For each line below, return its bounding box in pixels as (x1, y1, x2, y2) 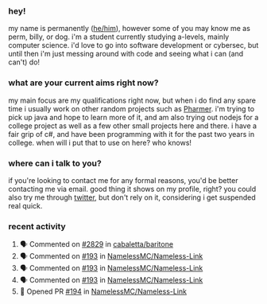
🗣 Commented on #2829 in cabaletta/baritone (19, 240, 173, 249)
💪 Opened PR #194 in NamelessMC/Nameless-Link (19, 286, 187, 296)
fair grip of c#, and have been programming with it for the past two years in (8, 129, 255, 138)
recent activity (8, 220, 66, 232)
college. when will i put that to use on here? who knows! (8, 138, 192, 147)
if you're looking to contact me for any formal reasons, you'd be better (8, 175, 238, 185)
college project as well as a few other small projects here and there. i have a (8, 121, 257, 131)
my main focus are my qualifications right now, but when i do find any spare (8, 95, 257, 105)
